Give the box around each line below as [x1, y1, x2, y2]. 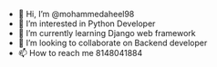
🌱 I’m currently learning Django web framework [17, 28, 196, 38]
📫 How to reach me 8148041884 [17, 48, 143, 58]
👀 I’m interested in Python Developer [17, 18, 156, 29]
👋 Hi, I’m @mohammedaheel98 [17, 9, 135, 19]
